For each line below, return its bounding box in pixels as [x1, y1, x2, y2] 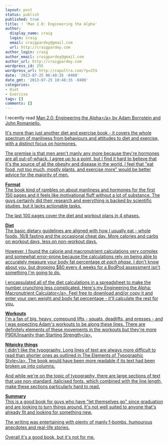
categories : [5, 82, 30, 87]
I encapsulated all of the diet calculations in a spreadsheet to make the [5, 279, 151, 285]
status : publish [5, 12, 39, 17]
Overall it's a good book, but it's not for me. [5, 434, 95, 440]
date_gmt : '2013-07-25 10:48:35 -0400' [5, 78, 89, 83]
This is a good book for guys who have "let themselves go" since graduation [5, 399, 163, 405]
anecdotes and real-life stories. [5, 424, 70, 430]
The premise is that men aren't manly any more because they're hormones [5, 151, 159, 157]
